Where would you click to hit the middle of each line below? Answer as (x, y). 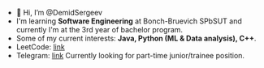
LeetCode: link (40, 47)
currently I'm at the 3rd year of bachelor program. (100, 30)
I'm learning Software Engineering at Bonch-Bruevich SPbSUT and (129, 21)
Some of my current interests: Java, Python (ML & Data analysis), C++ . (136, 38)
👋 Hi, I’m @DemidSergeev (59, 13)
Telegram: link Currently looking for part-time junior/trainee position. (130, 55)
